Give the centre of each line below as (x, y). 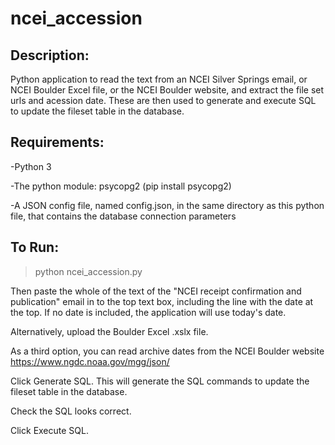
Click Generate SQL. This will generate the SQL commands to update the (160, 381)
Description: (50, 55)
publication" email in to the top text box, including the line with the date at (162, 301)
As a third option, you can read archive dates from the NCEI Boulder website (167, 351)
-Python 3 (31, 166)
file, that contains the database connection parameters (123, 216)
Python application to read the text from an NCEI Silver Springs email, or (159, 79)
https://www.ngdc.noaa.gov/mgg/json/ (90, 361)
